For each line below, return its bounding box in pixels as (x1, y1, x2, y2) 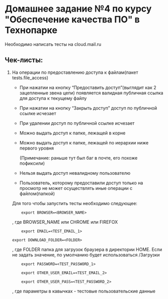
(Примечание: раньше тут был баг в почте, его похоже (19, 155, 138, 161)
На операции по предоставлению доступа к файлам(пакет (12, 69, 138, 75)
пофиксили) (19, 160, 45, 166)
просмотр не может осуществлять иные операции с (19, 185, 133, 191)
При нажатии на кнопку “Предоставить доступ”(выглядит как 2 (19, 84, 156, 90)
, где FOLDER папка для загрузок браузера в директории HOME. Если (12, 246, 162, 253)
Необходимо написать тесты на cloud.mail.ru (5, 41, 102, 47)
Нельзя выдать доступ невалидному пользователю (19, 170, 131, 176)
